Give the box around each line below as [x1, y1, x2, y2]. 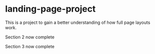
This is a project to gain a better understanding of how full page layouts [5, 19, 151, 25]
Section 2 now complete [5, 34, 55, 40]
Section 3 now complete [5, 43, 55, 49]
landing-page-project [5, 3, 96, 15]
